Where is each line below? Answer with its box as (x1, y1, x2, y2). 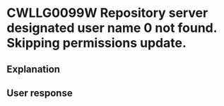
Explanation (6, 63, 61, 75)
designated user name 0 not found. (6, 20, 218, 36)
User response (6, 87, 73, 99)
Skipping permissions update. (6, 35, 187, 51)
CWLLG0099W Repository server (6, 5, 208, 21)
